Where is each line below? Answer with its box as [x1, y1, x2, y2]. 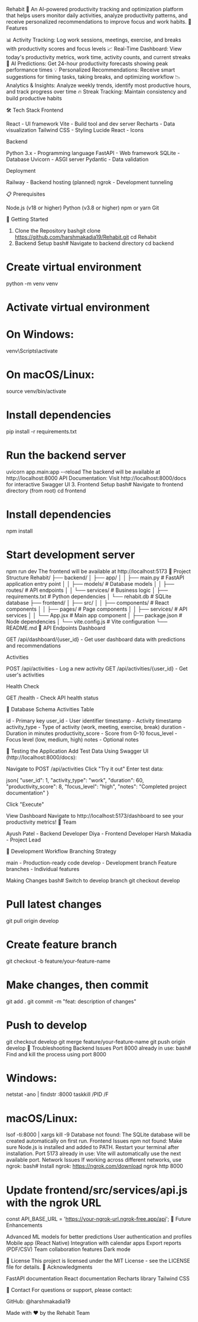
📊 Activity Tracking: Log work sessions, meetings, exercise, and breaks [6, 36, 181, 43]
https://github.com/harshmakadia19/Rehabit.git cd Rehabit [14, 234, 157, 240]
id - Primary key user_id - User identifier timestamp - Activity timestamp [6, 717, 182, 724]
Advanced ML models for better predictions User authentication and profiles [6, 1233, 192, 1240]
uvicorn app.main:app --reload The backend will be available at [6, 468, 161, 475]
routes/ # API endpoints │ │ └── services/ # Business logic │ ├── [6, 586, 168, 594]
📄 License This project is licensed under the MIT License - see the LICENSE [6, 1257, 190, 1265]
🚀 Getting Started [6, 216, 48, 223]
